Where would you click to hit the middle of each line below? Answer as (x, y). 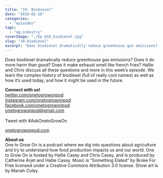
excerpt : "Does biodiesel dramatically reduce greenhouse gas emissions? (81, 46)
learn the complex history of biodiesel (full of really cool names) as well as (80, 75)
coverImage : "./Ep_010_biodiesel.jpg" (44, 37)
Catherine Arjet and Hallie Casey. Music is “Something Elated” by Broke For (81, 160)
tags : (10, 28)
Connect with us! (23, 89)
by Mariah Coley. (22, 170)
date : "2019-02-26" (25, 14)
